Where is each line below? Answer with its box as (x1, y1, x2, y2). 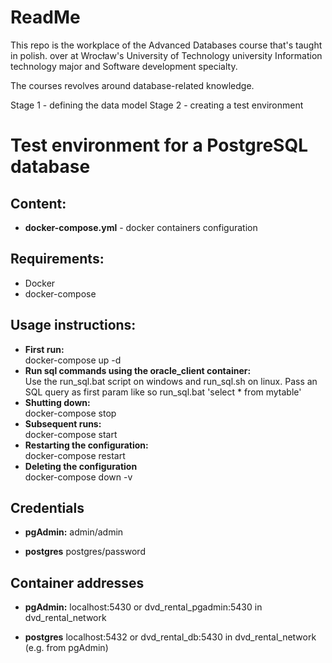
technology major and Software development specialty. (10, 60, 238, 72)
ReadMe (10, 6, 81, 29)
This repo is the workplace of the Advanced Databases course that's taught (10, 39, 323, 51)
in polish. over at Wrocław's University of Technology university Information (10, 49, 323, 61)
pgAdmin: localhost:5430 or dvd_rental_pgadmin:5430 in (24, 601, 263, 613)
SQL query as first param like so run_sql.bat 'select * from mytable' (24, 386, 302, 398)
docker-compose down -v (24, 471, 133, 483)
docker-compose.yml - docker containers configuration (24, 221, 258, 233)
